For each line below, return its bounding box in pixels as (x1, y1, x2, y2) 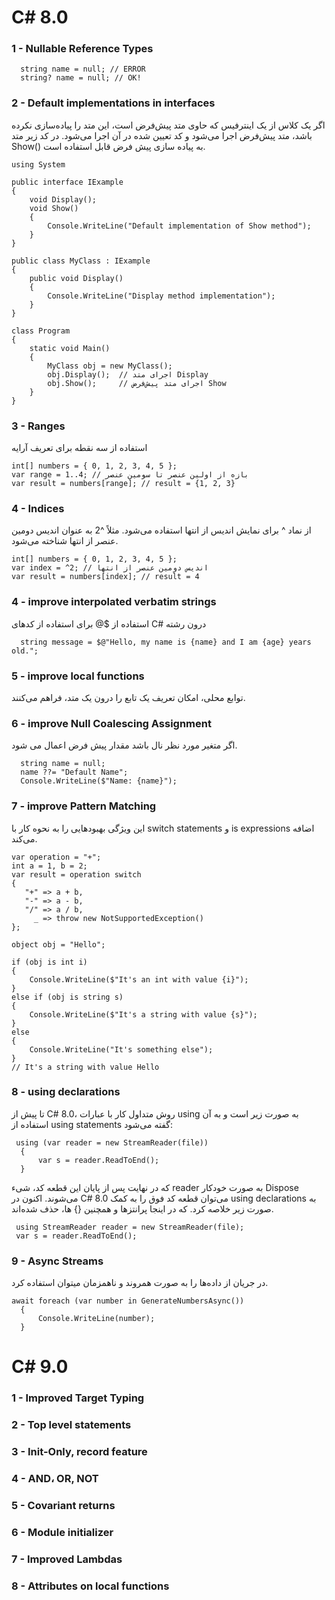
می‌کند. (11, 832, 38, 845)
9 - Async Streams (11, 1254, 104, 1268)
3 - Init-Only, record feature (11, 1445, 148, 1459)
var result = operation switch (11, 869, 142, 880)
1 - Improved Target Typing (11, 1391, 145, 1405)
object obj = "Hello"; (11, 939, 106, 950)
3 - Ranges (11, 419, 66, 433)
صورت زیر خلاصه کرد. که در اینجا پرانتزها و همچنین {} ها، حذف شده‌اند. (11, 1202, 274, 1215)
